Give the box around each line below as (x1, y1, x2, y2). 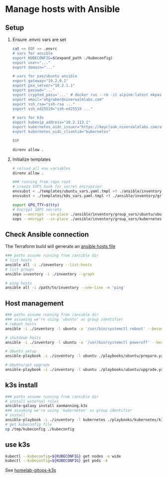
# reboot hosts (5, 321, 37, 326)
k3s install (5, 381, 38, 390)
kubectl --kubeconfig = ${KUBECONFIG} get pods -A (5, 458, 108, 464)
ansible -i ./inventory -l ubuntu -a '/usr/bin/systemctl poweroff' (5, 340, 150, 345)
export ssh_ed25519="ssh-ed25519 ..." (12, 106, 93, 111)
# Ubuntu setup (5, 349, 37, 354)
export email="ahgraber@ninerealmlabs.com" (12, 97, 104, 102)
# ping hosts (5, 280, 32, 285)
